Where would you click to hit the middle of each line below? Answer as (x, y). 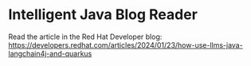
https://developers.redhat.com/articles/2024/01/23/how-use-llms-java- (125, 45)
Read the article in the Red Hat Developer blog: (85, 37)
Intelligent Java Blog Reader (103, 15)
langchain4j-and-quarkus (50, 53)
